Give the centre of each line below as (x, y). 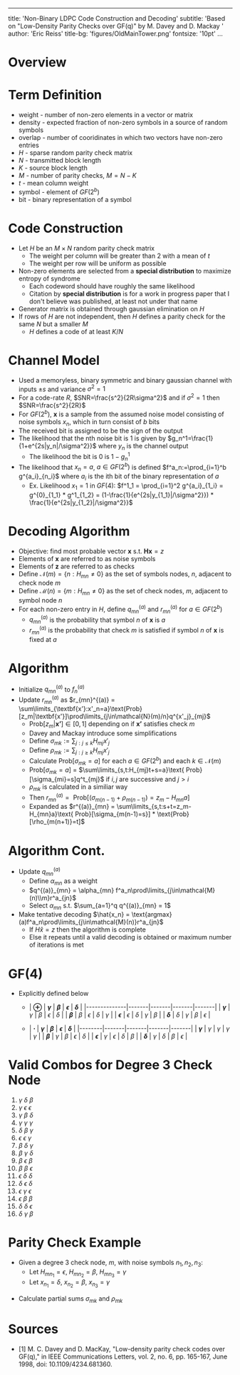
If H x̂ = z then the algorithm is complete (88, 930)
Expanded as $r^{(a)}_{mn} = (72, 807)
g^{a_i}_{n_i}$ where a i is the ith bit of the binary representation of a (119, 477)
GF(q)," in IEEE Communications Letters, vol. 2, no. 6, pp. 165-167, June (123, 1356)
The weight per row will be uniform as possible (98, 263)
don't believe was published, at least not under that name (113, 301)
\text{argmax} (152, 915)
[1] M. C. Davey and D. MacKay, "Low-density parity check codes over (122, 1349)
